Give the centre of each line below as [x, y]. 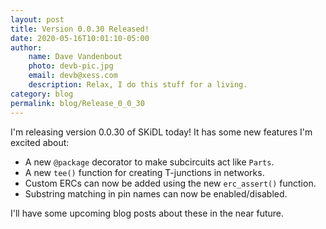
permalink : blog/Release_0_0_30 [77, 103]
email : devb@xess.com [73, 76]
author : [26, 47]
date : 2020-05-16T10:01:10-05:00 [80, 38]
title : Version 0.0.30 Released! [80, 29]
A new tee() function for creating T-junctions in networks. [144, 172]
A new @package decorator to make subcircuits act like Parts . [149, 162]
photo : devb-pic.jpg [71, 66]
